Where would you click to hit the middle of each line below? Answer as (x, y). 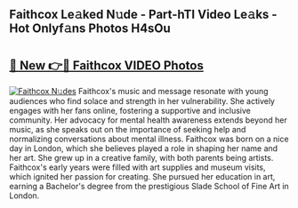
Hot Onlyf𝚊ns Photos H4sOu (90, 29)
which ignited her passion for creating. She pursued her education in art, (142, 176)
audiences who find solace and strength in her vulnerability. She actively (142, 101)
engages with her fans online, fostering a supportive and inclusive (130, 111)
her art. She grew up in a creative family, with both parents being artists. (141, 158)
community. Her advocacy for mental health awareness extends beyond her (148, 120)
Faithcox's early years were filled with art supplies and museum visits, (137, 167)
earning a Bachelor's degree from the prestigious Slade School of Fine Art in (149, 186)
